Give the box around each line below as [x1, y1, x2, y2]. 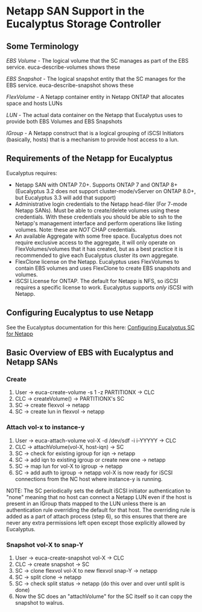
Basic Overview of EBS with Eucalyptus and [6, 348, 174, 358]
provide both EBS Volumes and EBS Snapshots [6, 118, 122, 125]
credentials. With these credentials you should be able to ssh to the [14, 213, 183, 220]
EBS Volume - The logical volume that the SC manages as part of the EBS [6, 57, 189, 64]
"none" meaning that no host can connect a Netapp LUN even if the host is [6, 493, 192, 500]
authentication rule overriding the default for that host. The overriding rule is [6, 506, 196, 514]
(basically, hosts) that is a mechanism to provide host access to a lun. [6, 136, 179, 143]
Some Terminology [6, 41, 80, 51]
